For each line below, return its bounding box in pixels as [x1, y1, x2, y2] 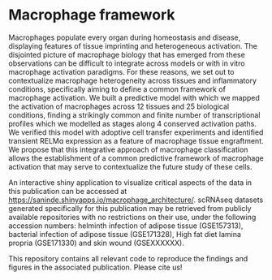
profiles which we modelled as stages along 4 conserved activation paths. [8, 118, 257, 128]
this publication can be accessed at [8, 186, 127, 196]
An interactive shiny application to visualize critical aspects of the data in [8, 177, 253, 187]
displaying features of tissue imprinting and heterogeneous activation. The [8, 41, 257, 50]
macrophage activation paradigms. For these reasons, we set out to [8, 67, 235, 76]
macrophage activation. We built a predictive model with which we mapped [8, 93, 260, 102]
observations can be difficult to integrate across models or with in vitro [8, 58, 245, 68]
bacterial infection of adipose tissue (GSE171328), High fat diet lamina [8, 229, 242, 239]
